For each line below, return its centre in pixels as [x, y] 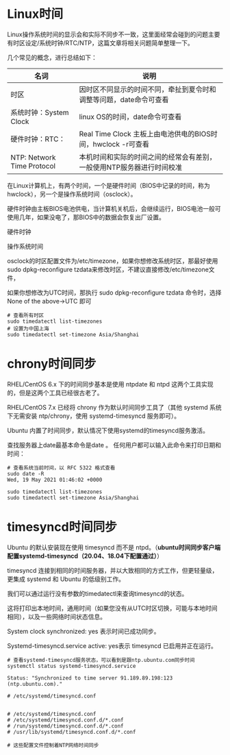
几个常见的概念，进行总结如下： [52, 57]
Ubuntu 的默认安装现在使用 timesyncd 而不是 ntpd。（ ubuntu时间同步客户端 [114, 547]
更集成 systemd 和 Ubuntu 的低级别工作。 [66, 579]
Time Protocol [33, 166]
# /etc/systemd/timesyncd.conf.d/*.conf [66, 720]
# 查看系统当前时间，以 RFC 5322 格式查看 [61, 468]
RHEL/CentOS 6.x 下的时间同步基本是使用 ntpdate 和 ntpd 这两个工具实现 [110, 384]
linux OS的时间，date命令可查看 [130, 116]
